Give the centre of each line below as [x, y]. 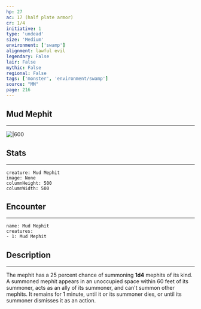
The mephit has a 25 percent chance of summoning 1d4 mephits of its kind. [99, 275]
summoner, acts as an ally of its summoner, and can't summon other [90, 288]
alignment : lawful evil [36, 51]
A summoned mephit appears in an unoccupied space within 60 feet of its [97, 281]
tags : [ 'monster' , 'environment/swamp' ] [57, 79]
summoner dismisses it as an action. [51, 301]
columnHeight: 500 [29, 183]
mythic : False [24, 67]
